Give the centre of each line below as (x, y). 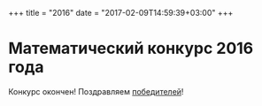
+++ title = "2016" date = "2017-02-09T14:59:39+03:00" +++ (121, 13)
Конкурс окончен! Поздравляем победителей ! (96, 91)
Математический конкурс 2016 (131, 49)
